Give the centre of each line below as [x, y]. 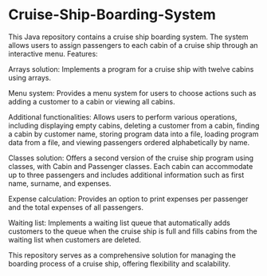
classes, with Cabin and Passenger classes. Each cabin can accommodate [131, 166]
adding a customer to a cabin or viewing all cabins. [92, 101]
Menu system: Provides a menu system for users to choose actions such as [132, 93]
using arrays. [30, 77]
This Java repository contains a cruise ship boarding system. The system [128, 37]
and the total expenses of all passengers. [76, 207]
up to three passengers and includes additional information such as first [126, 175]
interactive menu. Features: [53, 53]
